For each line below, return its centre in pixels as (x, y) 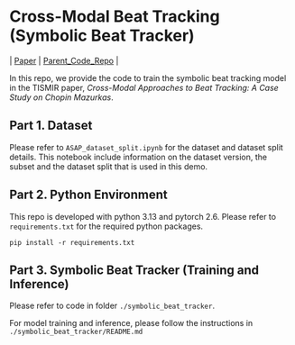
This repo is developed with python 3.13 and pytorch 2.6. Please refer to (143, 216)
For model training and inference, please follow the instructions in (131, 323)
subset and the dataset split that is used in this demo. (109, 166)
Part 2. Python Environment (89, 195)
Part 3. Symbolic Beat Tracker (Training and (134, 270)
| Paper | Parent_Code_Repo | (64, 60)
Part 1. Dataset (51, 126)
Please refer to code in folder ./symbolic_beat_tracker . (112, 306)
